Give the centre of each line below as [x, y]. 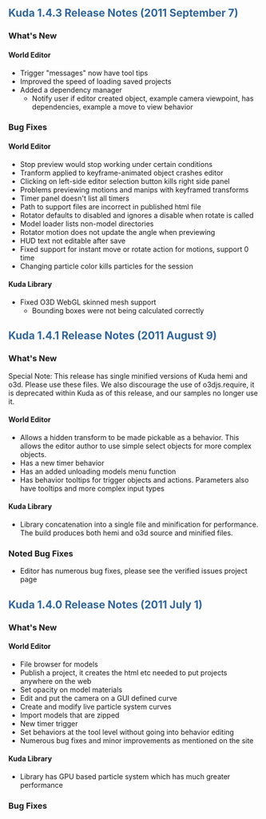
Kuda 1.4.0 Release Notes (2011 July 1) [105, 604]
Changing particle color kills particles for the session [106, 266]
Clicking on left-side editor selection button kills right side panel [125, 181]
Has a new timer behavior [62, 463]
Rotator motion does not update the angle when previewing [117, 232]
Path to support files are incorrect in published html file [110, 206]
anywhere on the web [56, 681]
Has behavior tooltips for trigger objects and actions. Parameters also [134, 479]
